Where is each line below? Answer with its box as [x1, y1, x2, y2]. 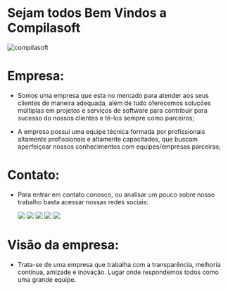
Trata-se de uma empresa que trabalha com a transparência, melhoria [17, 260, 221, 268]
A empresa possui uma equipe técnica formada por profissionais [17, 127, 205, 135]
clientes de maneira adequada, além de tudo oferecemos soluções [17, 99, 211, 107]
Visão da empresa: [7, 237, 120, 253]
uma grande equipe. [17, 275, 76, 283]
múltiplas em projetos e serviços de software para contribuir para [17, 106, 208, 114]
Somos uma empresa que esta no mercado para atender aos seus [17, 91, 209, 99]
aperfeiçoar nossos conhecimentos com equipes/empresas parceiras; [17, 142, 222, 151]
